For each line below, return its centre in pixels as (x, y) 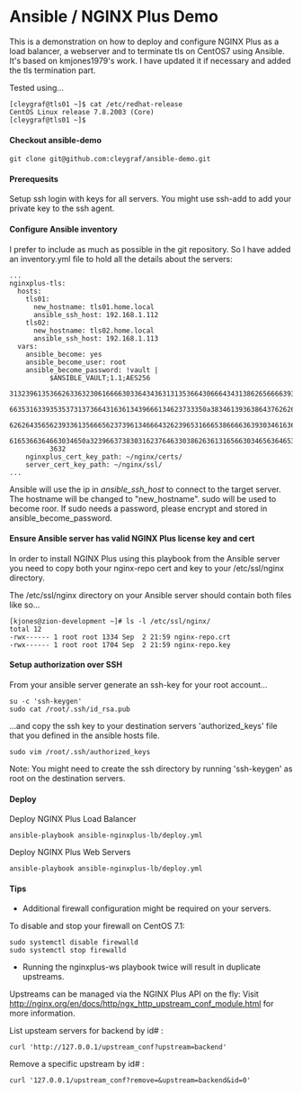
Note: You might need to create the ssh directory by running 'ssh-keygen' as (151, 769)
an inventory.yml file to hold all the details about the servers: (121, 259)
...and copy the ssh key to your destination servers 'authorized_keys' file (143, 725)
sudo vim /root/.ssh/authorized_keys (80, 752)
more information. (42, 1013)
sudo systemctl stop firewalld (68, 951)
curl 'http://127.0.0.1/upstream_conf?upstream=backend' (118, 1047)
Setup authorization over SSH (66, 665)
